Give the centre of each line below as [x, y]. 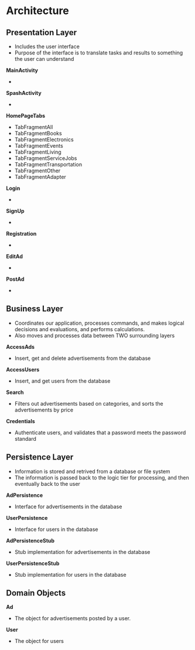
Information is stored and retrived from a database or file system [93, 471]
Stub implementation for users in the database [71, 574]
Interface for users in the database [56, 529]
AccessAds [20, 346]
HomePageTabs [26, 116]
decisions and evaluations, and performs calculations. [80, 329]
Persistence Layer [40, 457]
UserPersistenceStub [33, 563]
